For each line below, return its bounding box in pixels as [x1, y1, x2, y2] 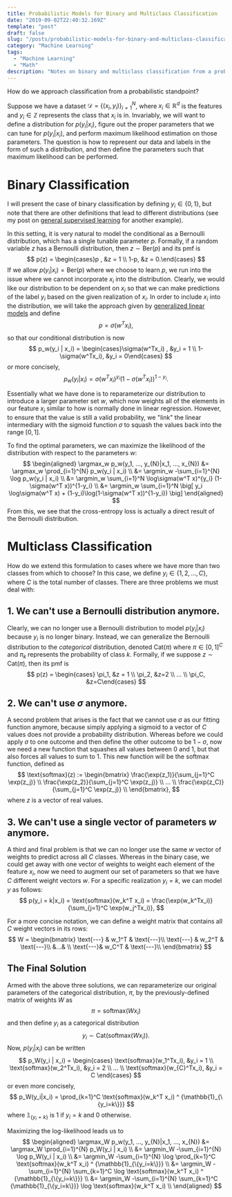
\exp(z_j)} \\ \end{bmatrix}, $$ [93, 785, 180, 794]
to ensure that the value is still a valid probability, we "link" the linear [7, 413, 202, 421]
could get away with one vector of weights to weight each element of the [7, 860, 215, 868]
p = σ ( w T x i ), [99, 320, 133, 331]
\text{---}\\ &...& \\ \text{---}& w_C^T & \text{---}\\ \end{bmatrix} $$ [20, 942, 212, 951]
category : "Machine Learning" [7, 42, 95, 49]
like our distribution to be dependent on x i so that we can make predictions [7, 284, 220, 294]
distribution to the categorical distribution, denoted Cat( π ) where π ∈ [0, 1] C [7, 641, 223, 651]
